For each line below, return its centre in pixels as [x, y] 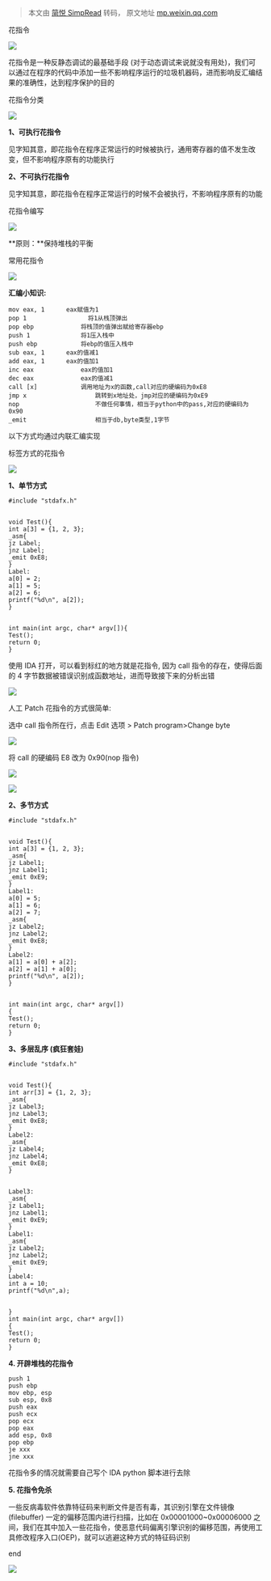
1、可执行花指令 [35, 132]
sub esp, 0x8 [30, 1400]
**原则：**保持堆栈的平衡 [51, 243]
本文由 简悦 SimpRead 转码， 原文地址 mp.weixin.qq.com [123, 13]
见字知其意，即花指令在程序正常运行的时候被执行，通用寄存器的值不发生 [128, 149]
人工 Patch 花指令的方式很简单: [60, 708]
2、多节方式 [28, 805]
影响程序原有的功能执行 [75, 159]
